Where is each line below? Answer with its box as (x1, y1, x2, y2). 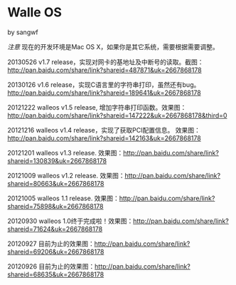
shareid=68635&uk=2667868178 (7, 270, 104, 279)
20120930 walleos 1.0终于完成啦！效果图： (7, 217, 134, 225)
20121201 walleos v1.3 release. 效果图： (7, 148, 124, 157)
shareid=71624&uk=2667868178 (7, 224, 103, 233)
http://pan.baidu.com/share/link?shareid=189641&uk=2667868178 (7, 88, 201, 97)
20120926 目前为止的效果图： (7, 261, 95, 271)
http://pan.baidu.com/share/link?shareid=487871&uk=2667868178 (7, 66, 202, 74)
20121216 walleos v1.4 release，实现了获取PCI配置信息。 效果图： (7, 125, 200, 134)
